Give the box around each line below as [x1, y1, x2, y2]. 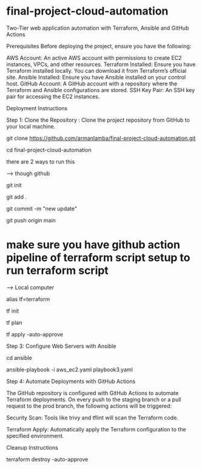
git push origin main [6, 216, 56, 224]
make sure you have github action [6, 238, 181, 252]
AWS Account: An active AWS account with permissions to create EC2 [6, 54, 182, 61]
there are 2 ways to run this [6, 158, 75, 165]
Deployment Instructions [6, 104, 68, 111]
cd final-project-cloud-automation [6, 146, 92, 153]
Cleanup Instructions [6, 444, 59, 451]
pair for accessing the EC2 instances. [6, 93, 100, 100]
